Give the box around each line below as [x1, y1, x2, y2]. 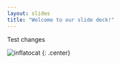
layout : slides [7, 10, 51, 17]
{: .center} [42, 49, 70, 57]
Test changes [7, 35, 46, 43]
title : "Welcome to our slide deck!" [7, 16, 115, 23]
